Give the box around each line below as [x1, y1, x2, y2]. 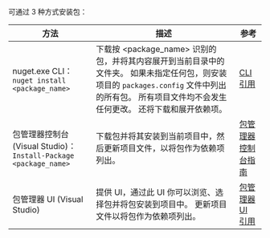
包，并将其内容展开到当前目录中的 [96, 55, 225, 67]
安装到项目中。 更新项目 [136, 199, 227, 210]
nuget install [12, 76, 67, 85]
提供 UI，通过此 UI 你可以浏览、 [96, 187, 215, 198]
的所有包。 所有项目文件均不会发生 [96, 91, 227, 103]
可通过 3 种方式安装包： [8, 7, 88, 16]
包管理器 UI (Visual [12, 194, 84, 204]
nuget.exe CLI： [12, 66, 73, 76]
